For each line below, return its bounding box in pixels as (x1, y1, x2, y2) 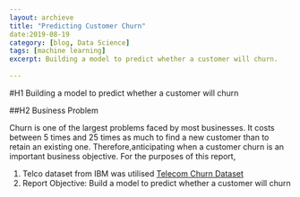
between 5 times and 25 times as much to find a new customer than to (9, 132, 270, 142)
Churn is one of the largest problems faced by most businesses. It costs (9, 122, 275, 133)
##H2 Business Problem (9, 105, 99, 116)
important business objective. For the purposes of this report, (9, 150, 236, 161)
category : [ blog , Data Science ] (9, 38, 130, 47)
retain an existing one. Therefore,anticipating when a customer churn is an (9, 141, 285, 152)
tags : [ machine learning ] (9, 47, 106, 56)
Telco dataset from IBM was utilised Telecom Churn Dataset (21, 167, 244, 179)
